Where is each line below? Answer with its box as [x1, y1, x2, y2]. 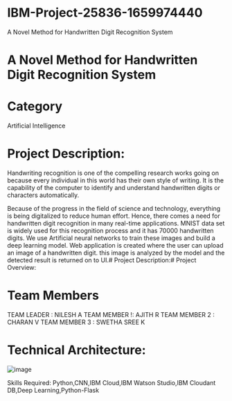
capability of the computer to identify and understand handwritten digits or [7, 184, 220, 191]
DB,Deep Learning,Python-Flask [7, 386, 99, 394]
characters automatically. [7, 191, 80, 199]
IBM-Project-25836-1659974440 [7, 5, 203, 21]
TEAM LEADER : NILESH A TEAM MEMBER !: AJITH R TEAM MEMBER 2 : [7, 310, 215, 318]
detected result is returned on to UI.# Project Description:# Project [7, 256, 197, 264]
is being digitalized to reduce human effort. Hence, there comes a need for [7, 212, 220, 220]
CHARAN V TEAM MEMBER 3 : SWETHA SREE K [7, 318, 145, 326]
